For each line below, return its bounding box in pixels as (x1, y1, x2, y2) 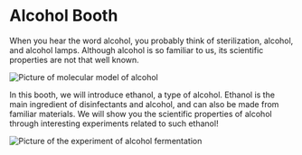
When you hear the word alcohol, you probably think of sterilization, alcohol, (9, 35, 294, 46)
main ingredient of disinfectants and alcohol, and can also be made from (9, 98, 279, 109)
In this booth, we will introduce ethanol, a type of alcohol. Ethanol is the (9, 89, 276, 100)
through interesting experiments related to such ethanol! (9, 118, 219, 129)
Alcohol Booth (9, 5, 118, 26)
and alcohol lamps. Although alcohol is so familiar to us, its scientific (9, 44, 264, 55)
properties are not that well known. (9, 54, 140, 65)
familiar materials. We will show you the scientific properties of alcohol (9, 108, 273, 119)
